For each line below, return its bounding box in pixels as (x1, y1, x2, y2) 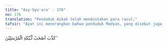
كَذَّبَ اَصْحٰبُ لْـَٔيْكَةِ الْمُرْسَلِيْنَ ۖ (5, 35, 57, 41)
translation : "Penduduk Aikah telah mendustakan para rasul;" (5, 16, 137, 21)
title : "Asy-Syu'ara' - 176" (5, 7, 66, 12)
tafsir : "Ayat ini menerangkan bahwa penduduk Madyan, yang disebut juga (5, 21, 162, 26)
